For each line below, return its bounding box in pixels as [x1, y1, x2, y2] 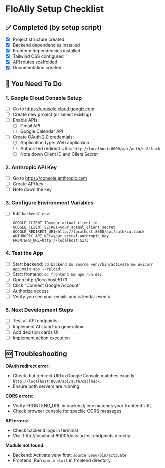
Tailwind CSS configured [12, 53, 64, 59]
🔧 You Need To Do [5, 79, 62, 88]
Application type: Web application [20, 140, 90, 146]
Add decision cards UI [12, 329, 59, 335]
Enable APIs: [12, 117, 39, 123]
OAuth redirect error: [5, 363, 50, 369]
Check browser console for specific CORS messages [12, 408, 122, 414]
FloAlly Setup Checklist [5, 3, 104, 15]
